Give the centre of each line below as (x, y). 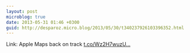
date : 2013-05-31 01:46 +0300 (43, 22)
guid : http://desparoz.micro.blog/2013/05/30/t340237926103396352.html (95, 28)
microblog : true (26, 17)
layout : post (22, 11)
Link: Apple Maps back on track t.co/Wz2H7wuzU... (68, 44)
